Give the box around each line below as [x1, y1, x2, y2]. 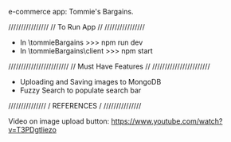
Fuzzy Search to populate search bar [19, 85, 142, 95]
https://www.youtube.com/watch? [111, 116, 223, 126]
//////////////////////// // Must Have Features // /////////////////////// [8, 61, 210, 71]
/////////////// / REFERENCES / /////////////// [8, 101, 142, 110]
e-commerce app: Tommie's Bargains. [8, 7, 134, 16]
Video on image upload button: [8, 116, 110, 126]
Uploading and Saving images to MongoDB [19, 77, 162, 86]
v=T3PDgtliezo [8, 125, 57, 134]
